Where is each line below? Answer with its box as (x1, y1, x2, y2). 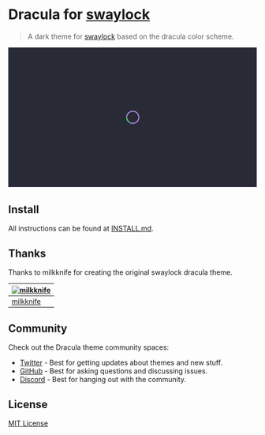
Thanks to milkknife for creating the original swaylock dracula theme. (8, 268, 233, 277)
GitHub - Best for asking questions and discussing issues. (19, 366, 208, 376)
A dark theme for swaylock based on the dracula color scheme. (27, 32, 234, 41)
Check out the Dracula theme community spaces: (8, 343, 170, 352)
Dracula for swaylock (8, 6, 151, 24)
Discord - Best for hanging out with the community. (19, 375, 187, 384)
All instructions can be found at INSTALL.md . (8, 223, 154, 234)
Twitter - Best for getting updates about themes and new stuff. (19, 358, 223, 368)
